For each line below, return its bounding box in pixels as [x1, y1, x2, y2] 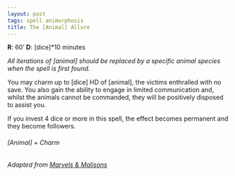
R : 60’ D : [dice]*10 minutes [7, 43, 86, 52]
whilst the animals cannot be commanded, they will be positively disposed [7, 93, 224, 101]
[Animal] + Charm [7, 138, 60, 146]
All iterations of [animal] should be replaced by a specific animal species [7, 57, 221, 65]
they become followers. [7, 122, 76, 131]
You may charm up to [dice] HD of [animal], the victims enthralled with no [7, 78, 222, 87]
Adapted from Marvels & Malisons [7, 160, 108, 169]
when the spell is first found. [7, 65, 91, 73]
